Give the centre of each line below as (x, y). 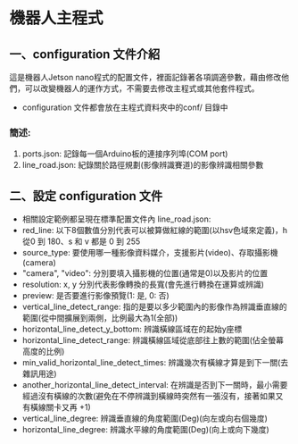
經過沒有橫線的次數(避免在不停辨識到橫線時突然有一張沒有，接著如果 (149, 396)
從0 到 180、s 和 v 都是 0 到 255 (81, 241)
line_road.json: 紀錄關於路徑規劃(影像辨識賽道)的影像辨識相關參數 (143, 165)
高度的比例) (43, 352)
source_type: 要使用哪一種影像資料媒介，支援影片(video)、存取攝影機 (150, 253)
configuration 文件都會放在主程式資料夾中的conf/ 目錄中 (125, 107)
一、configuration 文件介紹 (85, 54)
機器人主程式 (57, 18)
